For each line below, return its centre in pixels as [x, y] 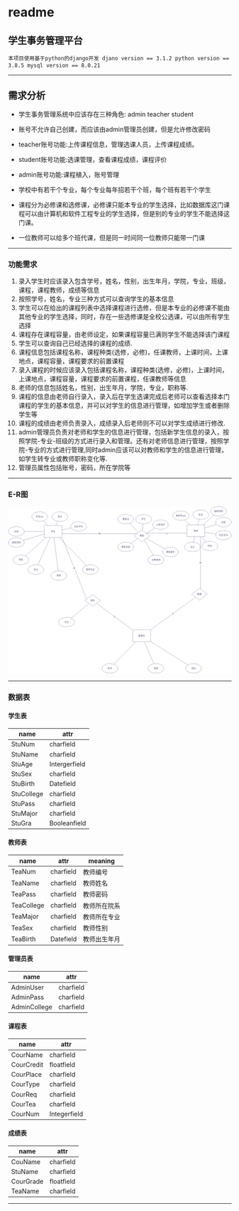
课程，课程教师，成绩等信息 [59, 290]
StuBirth [23, 784]
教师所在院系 [101, 906]
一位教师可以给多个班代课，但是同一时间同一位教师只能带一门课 [111, 237]
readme [31, 12]
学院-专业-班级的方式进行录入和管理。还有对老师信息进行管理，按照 [124, 441]
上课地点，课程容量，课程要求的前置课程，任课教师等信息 [102, 379]
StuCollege [27, 793]
